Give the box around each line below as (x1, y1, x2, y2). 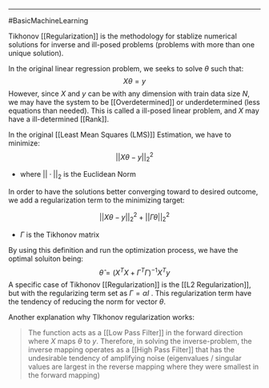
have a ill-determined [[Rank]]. (8, 114, 110, 124)
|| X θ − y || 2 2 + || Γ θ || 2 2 (98, 211, 171, 224)
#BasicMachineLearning (8, 16, 89, 25)
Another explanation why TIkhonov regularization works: (8, 313, 195, 322)
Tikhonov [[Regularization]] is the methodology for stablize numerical (8, 31, 238, 41)
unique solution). (8, 49, 64, 58)
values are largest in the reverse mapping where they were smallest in (27, 362, 259, 372)
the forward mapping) (27, 370, 100, 380)
